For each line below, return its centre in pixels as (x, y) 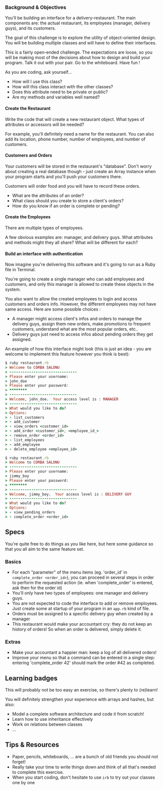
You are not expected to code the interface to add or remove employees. (85, 603)
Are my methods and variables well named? (56, 97)
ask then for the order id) (37, 588)
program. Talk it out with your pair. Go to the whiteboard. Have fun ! (72, 63)
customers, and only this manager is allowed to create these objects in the (80, 284)
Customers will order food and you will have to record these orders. (73, 186)
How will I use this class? (37, 81)
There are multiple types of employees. (44, 228)
